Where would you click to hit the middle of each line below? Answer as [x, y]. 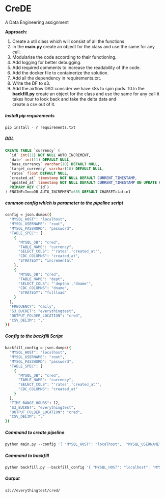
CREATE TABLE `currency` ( [33, 150]
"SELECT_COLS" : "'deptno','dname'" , [55, 284]
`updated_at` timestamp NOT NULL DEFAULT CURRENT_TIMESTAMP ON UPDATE [83, 182]
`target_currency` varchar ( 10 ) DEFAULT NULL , [57, 169]
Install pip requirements [30, 115]
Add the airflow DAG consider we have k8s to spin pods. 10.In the [78, 88]
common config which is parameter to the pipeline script [64, 203]
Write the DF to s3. [31, 83]
